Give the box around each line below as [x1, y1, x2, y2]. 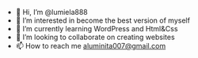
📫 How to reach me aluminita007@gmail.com [15, 42, 166, 50]
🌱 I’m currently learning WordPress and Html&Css [15, 24, 178, 33]
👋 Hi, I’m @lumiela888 [15, 8, 89, 16]
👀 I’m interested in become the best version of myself [15, 16, 190, 25]
